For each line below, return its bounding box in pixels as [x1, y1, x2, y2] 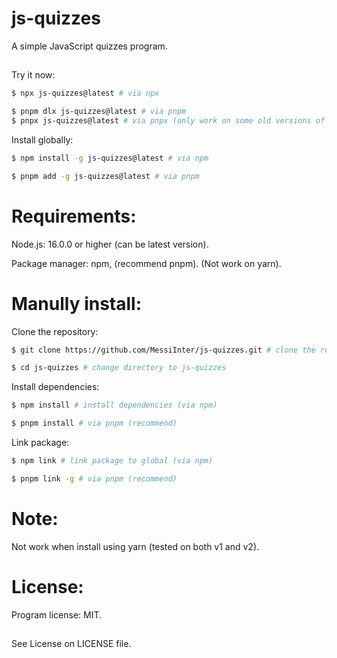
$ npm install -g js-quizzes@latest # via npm [11, 153, 209, 163]
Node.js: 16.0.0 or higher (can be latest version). [11, 238, 209, 250]
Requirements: [11, 205, 137, 227]
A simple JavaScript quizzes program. [11, 40, 168, 52]
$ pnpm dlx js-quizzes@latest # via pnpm [11, 107, 187, 117]
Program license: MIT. [11, 608, 103, 621]
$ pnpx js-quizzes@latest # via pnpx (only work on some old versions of [11, 116, 326, 126]
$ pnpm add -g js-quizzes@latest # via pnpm [11, 171, 200, 181]
